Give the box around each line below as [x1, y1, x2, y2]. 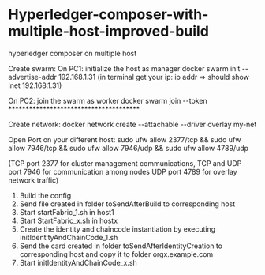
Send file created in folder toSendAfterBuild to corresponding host [19, 199, 236, 209]
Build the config [19, 190, 72, 200]
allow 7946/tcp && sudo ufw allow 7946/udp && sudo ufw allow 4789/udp [8, 143, 249, 153]
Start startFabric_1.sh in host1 [19, 207, 114, 217]
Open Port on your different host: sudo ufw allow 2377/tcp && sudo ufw [8, 134, 241, 144]
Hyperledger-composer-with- [8, 6, 209, 24]
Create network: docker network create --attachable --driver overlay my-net [8, 119, 257, 129]
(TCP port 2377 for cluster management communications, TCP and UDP [8, 158, 242, 168]
